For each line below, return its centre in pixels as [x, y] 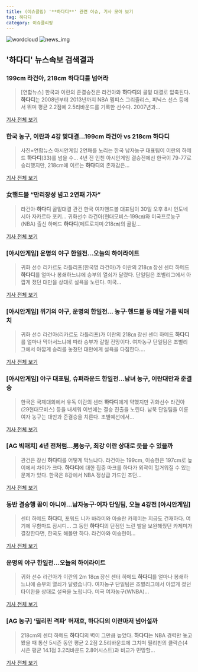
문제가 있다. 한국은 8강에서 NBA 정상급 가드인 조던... [81, 475]
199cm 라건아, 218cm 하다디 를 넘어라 [57, 78]
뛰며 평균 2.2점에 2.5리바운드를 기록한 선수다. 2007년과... [94, 107]
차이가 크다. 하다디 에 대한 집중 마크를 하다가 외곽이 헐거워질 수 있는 [113, 467]
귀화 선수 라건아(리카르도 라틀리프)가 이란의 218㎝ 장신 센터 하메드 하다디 [105, 335]
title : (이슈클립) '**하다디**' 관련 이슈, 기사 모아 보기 [70, 12]
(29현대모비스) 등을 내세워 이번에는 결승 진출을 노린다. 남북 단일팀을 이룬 [105, 409]
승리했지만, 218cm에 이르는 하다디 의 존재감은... [75, 165]
